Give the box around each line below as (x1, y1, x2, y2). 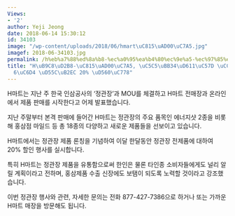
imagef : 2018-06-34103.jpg (7, 50, 86, 57)
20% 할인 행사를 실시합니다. (7, 145, 85, 154)
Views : (7, 10, 27, 18)
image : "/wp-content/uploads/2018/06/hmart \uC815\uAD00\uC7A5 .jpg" (7, 43, 208, 50)
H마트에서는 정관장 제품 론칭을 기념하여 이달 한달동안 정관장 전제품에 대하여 (7, 136, 213, 144)
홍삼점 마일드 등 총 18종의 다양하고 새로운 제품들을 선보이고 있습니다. (14, 121, 202, 130)
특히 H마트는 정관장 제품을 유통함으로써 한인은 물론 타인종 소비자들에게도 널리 (7, 160, 219, 168)
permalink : (7, 56, 39, 63)
